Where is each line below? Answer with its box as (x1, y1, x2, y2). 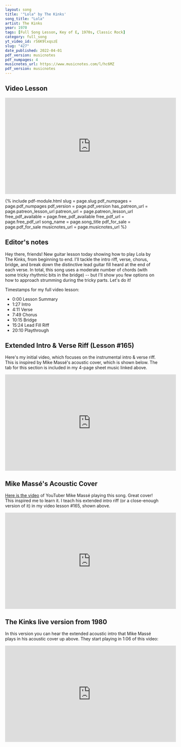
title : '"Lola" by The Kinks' (5, 12, 67, 17)
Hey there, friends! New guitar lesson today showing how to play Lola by (5, 251, 151, 257)
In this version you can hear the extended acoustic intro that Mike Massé (5, 631, 151, 636)
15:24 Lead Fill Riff (12, 322, 50, 328)
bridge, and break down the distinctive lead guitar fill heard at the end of (5, 261, 151, 267)
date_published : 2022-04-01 (5, 48, 62, 53)
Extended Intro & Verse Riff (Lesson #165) (5, 341, 134, 350)
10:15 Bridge (12, 317, 37, 323)
